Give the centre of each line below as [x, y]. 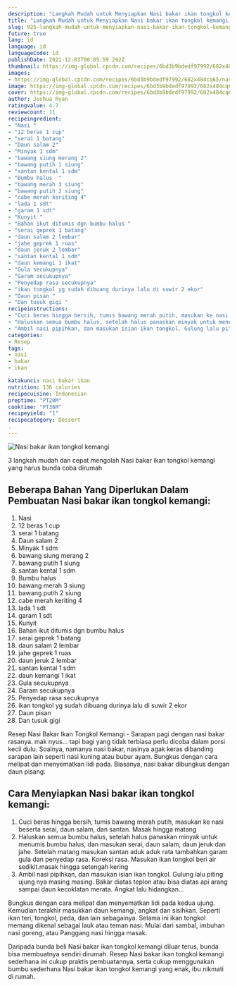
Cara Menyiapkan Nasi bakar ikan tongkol [101, 794]
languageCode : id [33, 54]
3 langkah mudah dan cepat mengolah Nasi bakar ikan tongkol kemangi [111, 460]
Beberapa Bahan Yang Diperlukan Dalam [98, 490]
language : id [27, 47]
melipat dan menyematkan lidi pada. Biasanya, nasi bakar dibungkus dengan [119, 764]
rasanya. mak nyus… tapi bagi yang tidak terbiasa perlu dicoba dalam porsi [117, 741]
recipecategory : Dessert [44, 420]
